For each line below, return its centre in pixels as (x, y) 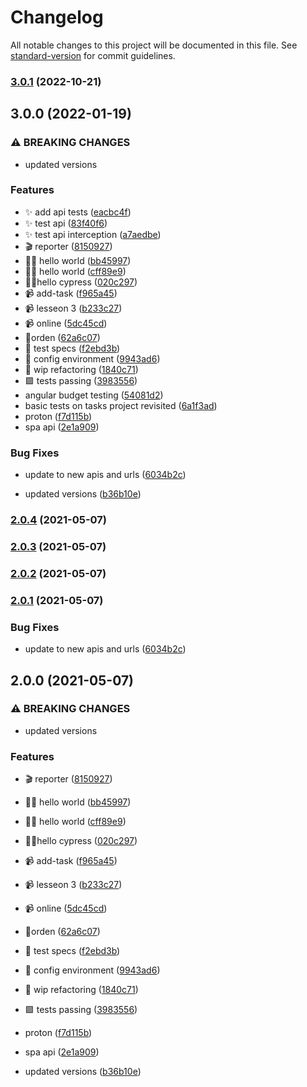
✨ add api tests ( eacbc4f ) (78, 212)
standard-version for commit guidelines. (93, 55)
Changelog (57, 17)
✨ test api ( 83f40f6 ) (66, 223)
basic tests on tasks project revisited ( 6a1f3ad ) (121, 405)
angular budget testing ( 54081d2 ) (94, 395)
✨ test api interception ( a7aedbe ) (93, 234)
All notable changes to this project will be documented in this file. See (154, 45)
